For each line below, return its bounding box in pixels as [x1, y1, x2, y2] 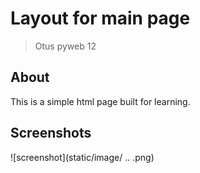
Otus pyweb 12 [34, 40, 97, 52]
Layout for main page [10, 7, 191, 30]
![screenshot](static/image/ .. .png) [10, 151, 155, 163]
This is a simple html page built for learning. [10, 95, 191, 107]
